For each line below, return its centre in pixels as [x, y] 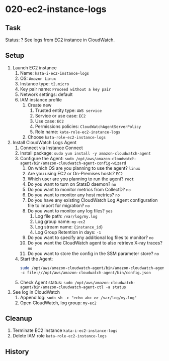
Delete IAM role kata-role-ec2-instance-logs [60, 336]
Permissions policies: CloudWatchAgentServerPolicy [88, 126]
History [17, 352]
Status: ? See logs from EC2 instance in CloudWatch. [60, 40]
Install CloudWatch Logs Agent [45, 142]
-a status [116, 287]
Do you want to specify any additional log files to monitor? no [91, 237]
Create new [39, 105]
